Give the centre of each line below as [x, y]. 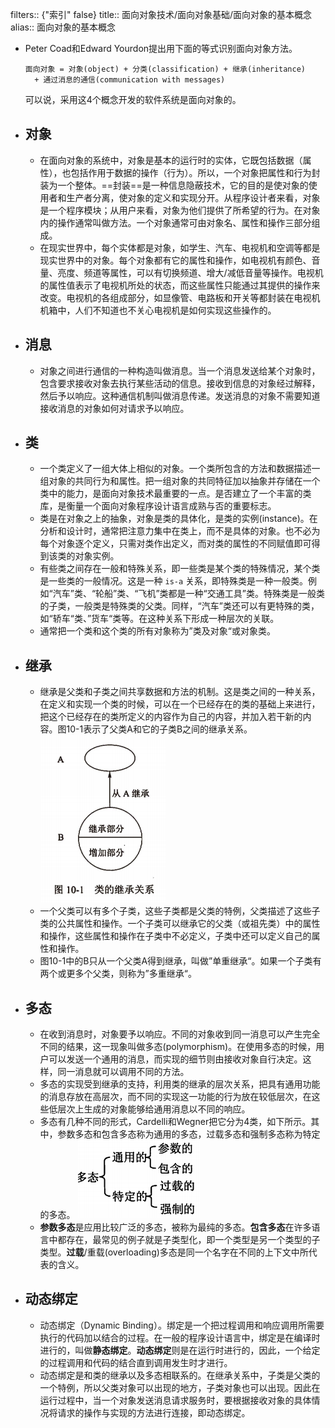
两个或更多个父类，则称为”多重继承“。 [118, 974]
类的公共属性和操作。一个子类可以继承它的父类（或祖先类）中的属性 [180, 924]
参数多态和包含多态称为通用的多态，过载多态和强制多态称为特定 [189, 1134]
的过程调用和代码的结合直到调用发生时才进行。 [136, 1362]
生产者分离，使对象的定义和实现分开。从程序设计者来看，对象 [193, 197]
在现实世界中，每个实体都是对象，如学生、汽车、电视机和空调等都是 [180, 247]
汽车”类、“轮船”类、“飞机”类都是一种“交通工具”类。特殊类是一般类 [188, 594]
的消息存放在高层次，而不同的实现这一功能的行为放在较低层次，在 [175, 1097]
